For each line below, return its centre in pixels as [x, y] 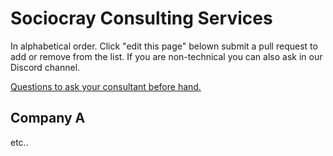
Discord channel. [45, 67]
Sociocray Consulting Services [141, 18]
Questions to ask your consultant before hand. [106, 86]
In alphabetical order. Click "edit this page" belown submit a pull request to [164, 46]
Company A [48, 118]
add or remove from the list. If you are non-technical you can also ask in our [166, 56]
